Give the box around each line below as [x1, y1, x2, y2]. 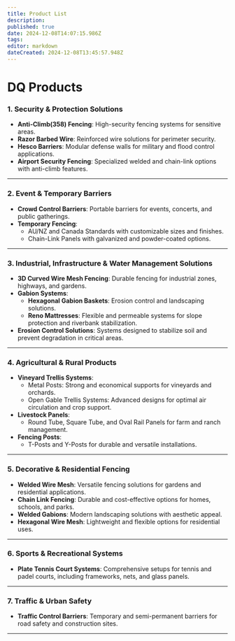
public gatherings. [17, 212, 70, 220]
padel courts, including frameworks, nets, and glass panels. [17, 572, 190, 580]
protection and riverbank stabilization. [27, 319, 138, 327]
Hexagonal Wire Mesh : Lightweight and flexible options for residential [17, 517, 220, 526]
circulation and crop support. [27, 403, 112, 412]
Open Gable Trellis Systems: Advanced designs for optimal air [27, 396, 206, 404]
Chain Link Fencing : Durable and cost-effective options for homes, [17, 495, 211, 503]
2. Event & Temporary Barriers [7, 189, 112, 199]
